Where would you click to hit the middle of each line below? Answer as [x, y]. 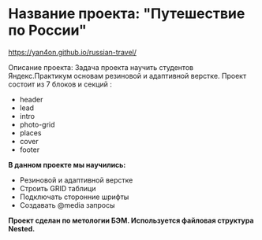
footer [30, 150]
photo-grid [37, 124]
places [30, 133]
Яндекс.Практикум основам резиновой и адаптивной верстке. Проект [127, 76]
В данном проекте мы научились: [67, 164]
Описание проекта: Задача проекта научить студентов [101, 67]
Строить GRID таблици [58, 188]
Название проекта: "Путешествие [127, 14]
